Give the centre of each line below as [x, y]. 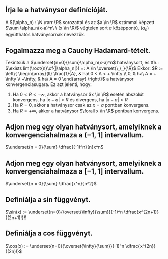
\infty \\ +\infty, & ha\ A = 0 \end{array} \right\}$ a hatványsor [69, 79]
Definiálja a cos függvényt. [49, 234]
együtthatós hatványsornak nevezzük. [45, 34]
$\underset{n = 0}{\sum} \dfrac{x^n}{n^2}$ [51, 184]
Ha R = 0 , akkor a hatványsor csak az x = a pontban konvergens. [81, 105]
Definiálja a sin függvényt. [48, 200]
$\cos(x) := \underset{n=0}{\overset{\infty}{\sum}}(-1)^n [65, 246]
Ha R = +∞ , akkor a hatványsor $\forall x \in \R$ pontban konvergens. [86, 111]
